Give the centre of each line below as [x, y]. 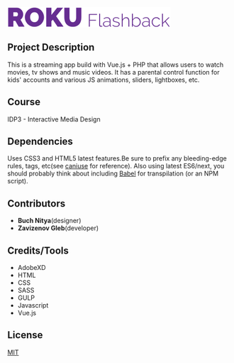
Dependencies [40, 142]
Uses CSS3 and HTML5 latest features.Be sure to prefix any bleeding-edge [117, 158]
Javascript [33, 305]
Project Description [51, 47]
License [25, 335]
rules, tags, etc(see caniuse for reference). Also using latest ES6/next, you [116, 166]
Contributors [37, 204]
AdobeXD [32, 268]
